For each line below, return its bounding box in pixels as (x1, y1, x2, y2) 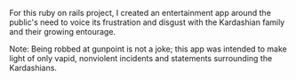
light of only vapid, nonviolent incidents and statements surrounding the (9, 53, 273, 63)
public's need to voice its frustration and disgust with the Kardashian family (9, 17, 285, 28)
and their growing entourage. (9, 27, 116, 36)
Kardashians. (9, 62, 58, 73)
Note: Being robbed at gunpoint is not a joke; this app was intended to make (9, 44, 287, 54)
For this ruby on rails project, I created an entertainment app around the (9, 8, 271, 18)
